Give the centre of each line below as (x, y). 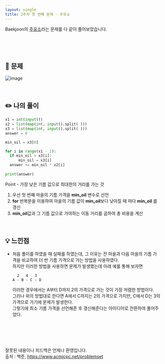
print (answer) (20, 174)
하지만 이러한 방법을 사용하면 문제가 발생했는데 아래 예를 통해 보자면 (78, 266)
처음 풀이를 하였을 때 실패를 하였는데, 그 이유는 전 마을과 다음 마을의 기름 (82, 254)
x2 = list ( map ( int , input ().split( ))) (46, 124)
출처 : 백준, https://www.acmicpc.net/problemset (54, 356)
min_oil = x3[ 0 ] (22, 142)
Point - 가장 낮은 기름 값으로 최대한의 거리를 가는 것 (55, 184)
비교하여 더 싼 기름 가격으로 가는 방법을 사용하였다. (70, 260)
